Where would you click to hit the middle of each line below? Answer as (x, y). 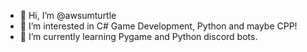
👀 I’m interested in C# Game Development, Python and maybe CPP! (158, 26)
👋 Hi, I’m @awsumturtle (68, 15)
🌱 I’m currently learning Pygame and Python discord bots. (138, 36)
